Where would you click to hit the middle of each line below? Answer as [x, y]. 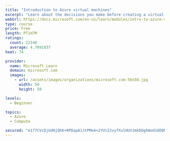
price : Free [18, 29]
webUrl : [13, 19]
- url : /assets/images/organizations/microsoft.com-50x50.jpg [81, 80]
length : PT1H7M [21, 33]
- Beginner [21, 103]
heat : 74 [14, 52]
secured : [14, 131]
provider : [16, 61]
